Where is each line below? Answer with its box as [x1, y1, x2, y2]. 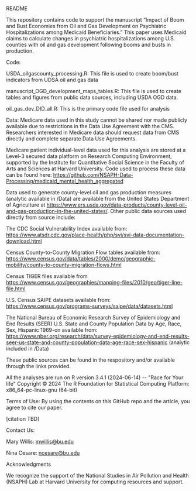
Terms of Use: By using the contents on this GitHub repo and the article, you [6, 398, 190, 404]
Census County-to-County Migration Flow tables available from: [6, 249, 160, 256]
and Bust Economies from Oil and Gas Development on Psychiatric [6, 23, 167, 29]
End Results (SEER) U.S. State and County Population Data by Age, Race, [6, 320, 182, 327]
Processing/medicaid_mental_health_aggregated [6, 178, 124, 184]
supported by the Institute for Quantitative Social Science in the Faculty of [6, 159, 184, 166]
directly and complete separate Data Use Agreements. [6, 135, 137, 142]
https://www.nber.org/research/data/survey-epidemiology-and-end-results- [6, 333, 190, 339]
